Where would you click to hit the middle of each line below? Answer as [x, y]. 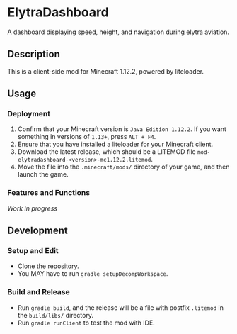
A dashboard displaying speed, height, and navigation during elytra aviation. [118, 32]
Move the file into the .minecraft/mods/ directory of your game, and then [123, 167]
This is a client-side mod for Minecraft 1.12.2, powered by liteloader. [105, 71]
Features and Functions [49, 193]
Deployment [29, 114]
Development [38, 231]
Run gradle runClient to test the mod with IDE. [86, 323]
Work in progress [33, 208]
